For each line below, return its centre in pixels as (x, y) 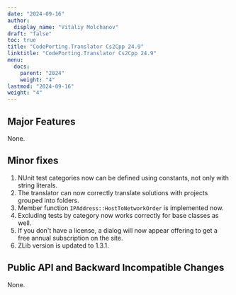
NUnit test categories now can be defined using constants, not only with (123, 178)
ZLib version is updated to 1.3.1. (63, 245)
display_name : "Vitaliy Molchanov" (66, 27)
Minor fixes (33, 161)
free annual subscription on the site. (70, 238)
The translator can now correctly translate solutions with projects (113, 192)
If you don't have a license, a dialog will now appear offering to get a (118, 230)
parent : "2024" (43, 73)
